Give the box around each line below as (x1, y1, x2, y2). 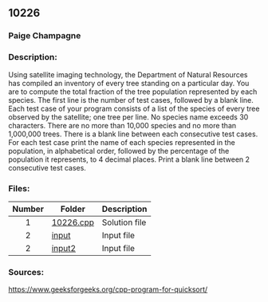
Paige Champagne (8, 30, 81, 41)
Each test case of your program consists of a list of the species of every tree (8, 104, 260, 113)
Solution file (101, 217, 147, 228)
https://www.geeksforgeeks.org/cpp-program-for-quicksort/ (8, 284, 208, 294)
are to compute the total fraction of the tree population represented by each (8, 87, 258, 96)
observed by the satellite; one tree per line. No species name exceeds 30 (8, 112, 249, 122)
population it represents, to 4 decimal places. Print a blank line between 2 (8, 155, 250, 164)
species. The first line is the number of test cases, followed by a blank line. (8, 95, 254, 104)
